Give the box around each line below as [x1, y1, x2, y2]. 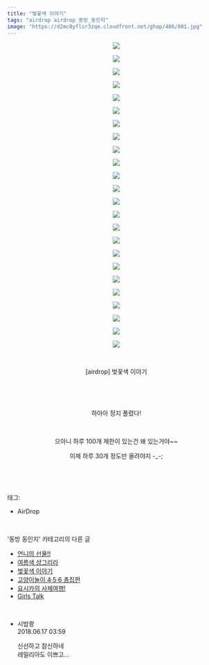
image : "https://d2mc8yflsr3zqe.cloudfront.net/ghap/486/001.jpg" [7, 23, 203, 30]
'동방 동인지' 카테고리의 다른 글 [7, 535, 91, 543]
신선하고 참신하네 [17, 641, 64, 650]
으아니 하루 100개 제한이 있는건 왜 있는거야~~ [54, 437, 179, 446]
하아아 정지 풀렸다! [91, 409, 142, 417]
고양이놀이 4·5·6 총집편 [17, 576, 81, 584]
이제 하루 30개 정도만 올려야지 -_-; [69, 452, 163, 460]
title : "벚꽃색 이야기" [7, 10, 67, 17]
